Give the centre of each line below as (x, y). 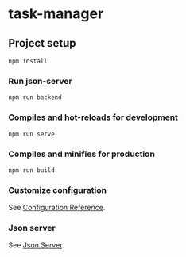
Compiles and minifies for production (81, 154)
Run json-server (41, 81)
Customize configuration (58, 190)
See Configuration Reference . (57, 208)
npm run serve (32, 134)
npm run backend (35, 98)
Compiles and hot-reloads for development (93, 117)
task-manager (56, 14)
